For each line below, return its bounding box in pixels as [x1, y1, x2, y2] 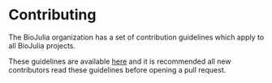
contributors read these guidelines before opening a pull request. [8, 64, 227, 74]
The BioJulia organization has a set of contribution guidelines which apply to [8, 32, 265, 42]
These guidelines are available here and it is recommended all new [8, 56, 231, 66]
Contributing [8, 6, 97, 24]
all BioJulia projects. [8, 40, 76, 50]
